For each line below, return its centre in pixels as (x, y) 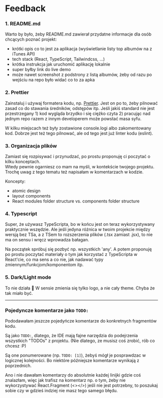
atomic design (26, 191)
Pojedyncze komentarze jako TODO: (47, 310)
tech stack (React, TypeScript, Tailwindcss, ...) (58, 59)
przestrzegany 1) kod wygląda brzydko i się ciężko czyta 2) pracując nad (78, 113)
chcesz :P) (16, 345)
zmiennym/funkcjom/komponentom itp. (44, 265)
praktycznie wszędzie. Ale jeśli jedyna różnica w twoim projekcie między (78, 230)
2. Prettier (17, 92)
